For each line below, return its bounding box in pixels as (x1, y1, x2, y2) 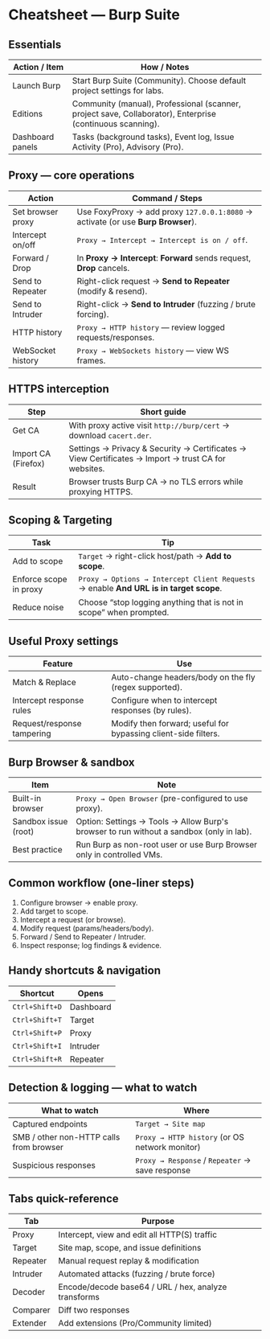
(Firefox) (12, 458, 46, 469)
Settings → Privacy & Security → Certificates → (68, 442, 247, 454)
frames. (76, 355, 106, 366)
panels (12, 142, 39, 152)
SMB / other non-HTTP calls (12, 1132, 121, 1143)
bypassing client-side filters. (111, 728, 220, 739)
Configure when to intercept (111, 695, 218, 706)
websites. (68, 462, 105, 474)
